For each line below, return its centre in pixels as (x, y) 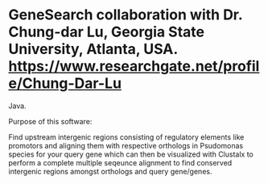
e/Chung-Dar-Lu (65, 84)
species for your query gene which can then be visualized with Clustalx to (131, 154)
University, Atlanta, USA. (93, 49)
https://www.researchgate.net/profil (134, 67)
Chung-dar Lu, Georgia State (107, 32)
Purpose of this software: (50, 121)
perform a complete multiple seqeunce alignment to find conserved (120, 162)
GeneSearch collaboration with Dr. (126, 15)
